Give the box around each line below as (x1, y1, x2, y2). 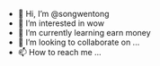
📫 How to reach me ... (17, 47, 102, 57)
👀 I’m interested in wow (17, 18, 105, 29)
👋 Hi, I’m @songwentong (17, 9, 110, 19)
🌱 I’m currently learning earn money (17, 28, 151, 37)
